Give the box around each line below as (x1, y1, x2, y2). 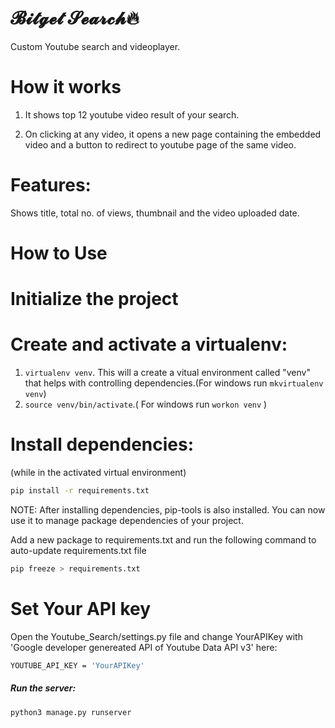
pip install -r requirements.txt (10, 486, 150, 496)
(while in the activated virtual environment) (10, 467, 187, 479)
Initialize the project (10, 288, 179, 311)
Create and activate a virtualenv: (10, 333, 288, 356)
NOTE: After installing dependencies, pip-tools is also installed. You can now (10, 503, 326, 516)
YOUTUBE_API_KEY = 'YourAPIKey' (10, 660, 145, 671)
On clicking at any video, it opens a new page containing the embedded (24, 128, 322, 140)
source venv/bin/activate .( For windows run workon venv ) (24, 398, 268, 411)
